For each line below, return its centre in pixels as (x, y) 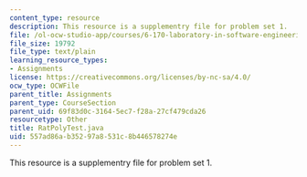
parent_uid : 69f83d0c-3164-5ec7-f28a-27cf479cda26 (108, 111)
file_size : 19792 (42, 43)
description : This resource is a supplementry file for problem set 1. (148, 26)
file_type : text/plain (53, 52)
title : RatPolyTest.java (57, 129)
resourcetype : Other (49, 120)
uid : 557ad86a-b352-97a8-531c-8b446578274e (94, 137)
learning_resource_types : (58, 60)
